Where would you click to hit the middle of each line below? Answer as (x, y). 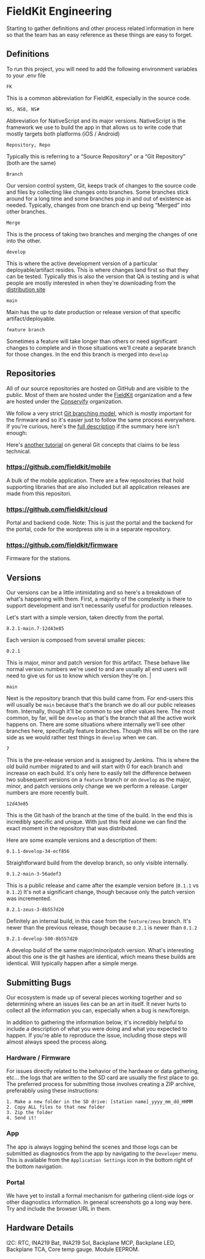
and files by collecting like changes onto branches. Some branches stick (98, 192)
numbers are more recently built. (47, 793)
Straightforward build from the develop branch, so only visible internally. (97, 863)
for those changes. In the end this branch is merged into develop (88, 354)
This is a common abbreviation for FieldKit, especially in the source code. (99, 98)
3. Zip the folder (30, 1113)
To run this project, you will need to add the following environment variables (102, 69)
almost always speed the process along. (57, 1042)
